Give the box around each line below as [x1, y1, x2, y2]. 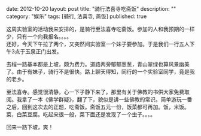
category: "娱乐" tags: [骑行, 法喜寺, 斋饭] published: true [6, 13, 147, 20]
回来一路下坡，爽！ [6, 123, 54, 131]
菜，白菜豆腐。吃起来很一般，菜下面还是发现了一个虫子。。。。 [6, 111, 156, 118]
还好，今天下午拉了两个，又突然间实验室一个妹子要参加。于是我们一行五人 [6, 41, 190, 47]
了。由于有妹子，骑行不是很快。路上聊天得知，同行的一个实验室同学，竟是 [6, 68, 190, 75]
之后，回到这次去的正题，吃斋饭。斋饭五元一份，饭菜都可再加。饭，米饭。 [6, 104, 190, 110]
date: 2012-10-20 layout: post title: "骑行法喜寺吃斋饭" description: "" [6, 5, 176, 12]
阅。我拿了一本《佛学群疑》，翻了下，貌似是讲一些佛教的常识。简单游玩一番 [6, 96, 193, 103]
